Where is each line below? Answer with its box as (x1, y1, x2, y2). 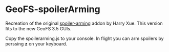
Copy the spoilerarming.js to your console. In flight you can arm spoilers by (5, 35, 164, 41)
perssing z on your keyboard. (5, 40, 68, 46)
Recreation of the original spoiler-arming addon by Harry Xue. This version (5, 20, 163, 26)
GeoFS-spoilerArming (5, 4, 101, 15)
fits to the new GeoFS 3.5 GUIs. (5, 25, 72, 31)
